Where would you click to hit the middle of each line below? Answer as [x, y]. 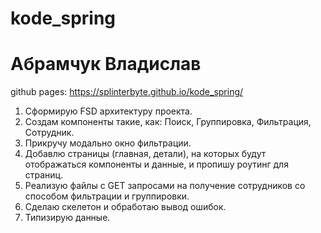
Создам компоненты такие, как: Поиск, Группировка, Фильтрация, [168, 122]
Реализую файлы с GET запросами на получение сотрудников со [165, 186]
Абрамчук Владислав [106, 64]
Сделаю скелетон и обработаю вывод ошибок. [125, 207]
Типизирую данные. [67, 218]
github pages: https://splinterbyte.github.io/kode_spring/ [127, 92]
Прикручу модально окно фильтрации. [108, 143]
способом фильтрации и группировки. [107, 196]
